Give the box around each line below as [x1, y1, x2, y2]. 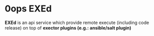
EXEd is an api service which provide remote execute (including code [5, 19, 149, 25]
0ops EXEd [5, 3, 52, 14]
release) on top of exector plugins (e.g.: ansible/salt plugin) [5, 24, 132, 30]
